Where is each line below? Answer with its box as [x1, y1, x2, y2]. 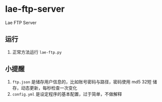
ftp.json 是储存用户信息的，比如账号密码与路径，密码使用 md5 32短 [12, 78, 152, 84]
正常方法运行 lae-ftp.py [12, 49, 62, 55]
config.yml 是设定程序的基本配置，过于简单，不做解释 [12, 91, 122, 97]
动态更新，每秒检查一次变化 [21, 85, 77, 91]
